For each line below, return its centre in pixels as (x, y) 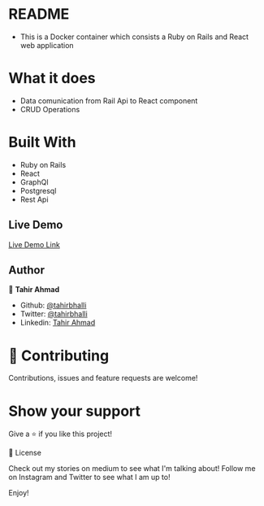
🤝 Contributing (59, 356)
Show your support (74, 411)
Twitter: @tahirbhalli (54, 314)
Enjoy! (19, 493)
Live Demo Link (35, 244)
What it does (52, 79)
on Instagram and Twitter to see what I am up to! (89, 478)
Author (26, 270)
